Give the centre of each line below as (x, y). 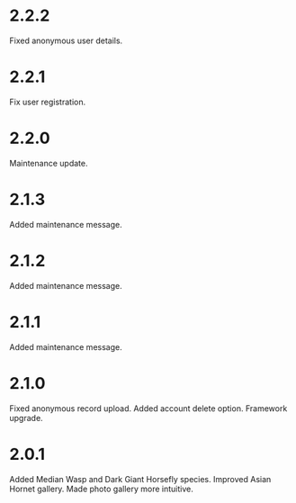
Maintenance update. (49, 163)
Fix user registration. (48, 102)
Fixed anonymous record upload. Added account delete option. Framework (148, 408)
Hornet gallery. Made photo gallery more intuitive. (101, 489)
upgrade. (26, 418)
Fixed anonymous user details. (66, 40)
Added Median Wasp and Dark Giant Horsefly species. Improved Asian (140, 479)
